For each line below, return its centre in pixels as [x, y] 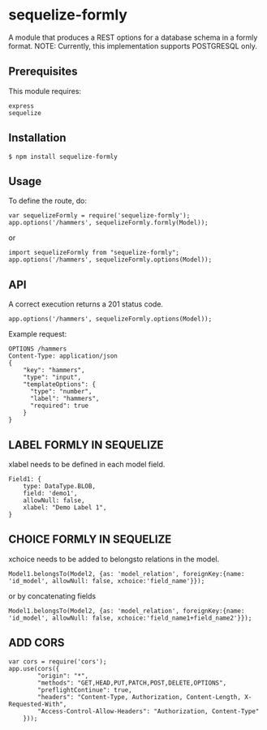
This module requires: [45, 91]
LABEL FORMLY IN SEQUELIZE [86, 445]
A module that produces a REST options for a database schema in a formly [133, 37]
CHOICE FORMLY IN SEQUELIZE [90, 540]
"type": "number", [61, 392]
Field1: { [25, 479]
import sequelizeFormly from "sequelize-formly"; [94, 253]
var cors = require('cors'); [58, 661]
